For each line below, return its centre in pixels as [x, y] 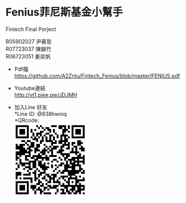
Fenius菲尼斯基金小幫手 [64, 12]
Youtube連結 [30, 88]
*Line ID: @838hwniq [40, 113]
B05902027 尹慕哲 [29, 41]
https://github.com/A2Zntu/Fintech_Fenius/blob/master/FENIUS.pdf [97, 76]
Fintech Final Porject [31, 29]
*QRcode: [27, 120]
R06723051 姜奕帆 [28, 56]
